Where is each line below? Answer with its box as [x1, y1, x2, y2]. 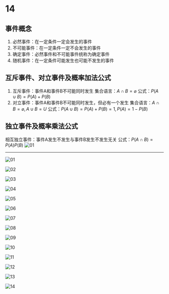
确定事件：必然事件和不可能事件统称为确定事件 [12, 51, 110, 57]
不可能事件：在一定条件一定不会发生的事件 [12, 45, 101, 51]
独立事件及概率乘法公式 [5, 122, 78, 131]
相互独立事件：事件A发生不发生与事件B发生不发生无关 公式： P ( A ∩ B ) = [5, 136, 153, 142]
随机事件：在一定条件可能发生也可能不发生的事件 [12, 57, 114, 63]
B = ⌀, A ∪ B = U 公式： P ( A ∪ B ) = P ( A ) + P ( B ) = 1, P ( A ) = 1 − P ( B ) [12, 106, 148, 112]
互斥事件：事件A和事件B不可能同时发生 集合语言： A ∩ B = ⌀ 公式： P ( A [12, 88, 159, 94]
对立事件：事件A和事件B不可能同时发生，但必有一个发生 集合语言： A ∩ [12, 99, 159, 106]
